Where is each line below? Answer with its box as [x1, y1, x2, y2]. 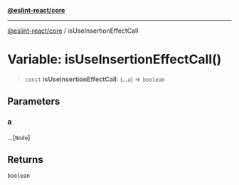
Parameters [7, 95, 60, 107]
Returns [7, 154, 44, 166]
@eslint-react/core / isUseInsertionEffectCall [7, 26, 139, 35]
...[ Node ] [7, 133, 31, 142]
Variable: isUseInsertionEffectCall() [7, 51, 222, 68]
